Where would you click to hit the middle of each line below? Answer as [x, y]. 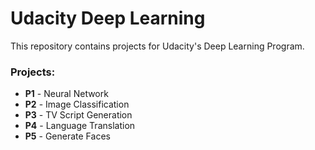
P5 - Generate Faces [67, 136]
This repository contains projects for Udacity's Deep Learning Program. [157, 46]
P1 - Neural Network [66, 94]
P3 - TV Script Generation [78, 115]
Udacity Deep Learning [108, 18]
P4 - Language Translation [80, 126]
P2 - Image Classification [77, 104]
